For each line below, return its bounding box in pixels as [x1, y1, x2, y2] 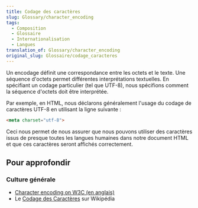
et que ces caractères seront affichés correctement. [6, 140, 133, 148]
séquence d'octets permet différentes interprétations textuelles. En [6, 75, 170, 82]
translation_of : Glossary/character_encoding [6, 47, 120, 53]
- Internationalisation [11, 36, 70, 42]
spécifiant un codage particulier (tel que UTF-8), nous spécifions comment [6, 81, 189, 89]
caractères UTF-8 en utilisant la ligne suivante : [6, 105, 121, 113]
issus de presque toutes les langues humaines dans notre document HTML [6, 134, 189, 141]
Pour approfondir [6, 158, 71, 168]
